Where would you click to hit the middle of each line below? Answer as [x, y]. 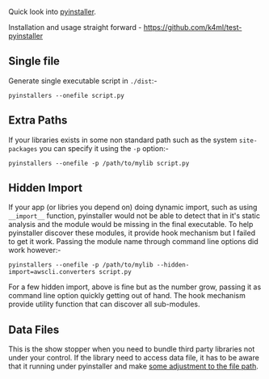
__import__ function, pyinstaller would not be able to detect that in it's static [134, 216]
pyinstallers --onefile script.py [67, 95]
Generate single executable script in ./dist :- [83, 81]
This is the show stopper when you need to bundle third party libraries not [132, 349]
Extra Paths [38, 120]
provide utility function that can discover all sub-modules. [104, 304]
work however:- [35, 251]
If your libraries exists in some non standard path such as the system [123, 140]
